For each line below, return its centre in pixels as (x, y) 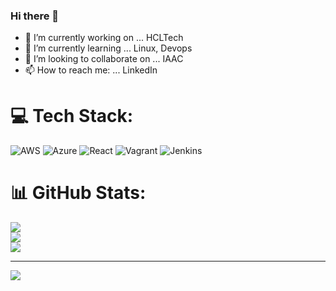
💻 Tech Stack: (72, 116)
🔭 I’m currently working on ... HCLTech (104, 38)
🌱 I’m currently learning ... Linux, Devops (108, 48)
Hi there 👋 (35, 16)
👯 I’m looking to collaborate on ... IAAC (104, 59)
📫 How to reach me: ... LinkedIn (91, 70)
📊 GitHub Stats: (78, 193)
